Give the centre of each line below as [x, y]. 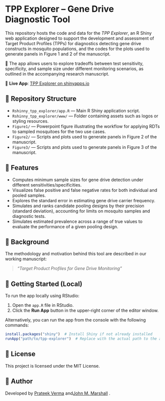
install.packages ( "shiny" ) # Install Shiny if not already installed [79, 334]
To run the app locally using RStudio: [42, 296]
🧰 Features [22, 168]
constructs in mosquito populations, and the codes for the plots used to [77, 49]
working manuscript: [26, 259]
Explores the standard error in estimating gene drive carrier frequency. [84, 200]
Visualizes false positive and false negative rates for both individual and [85, 190]
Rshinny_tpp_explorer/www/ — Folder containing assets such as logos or [85, 116]
